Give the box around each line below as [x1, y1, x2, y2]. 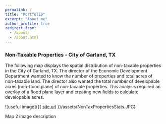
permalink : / [5, 7, 32, 12]
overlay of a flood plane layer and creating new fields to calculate [5, 89, 139, 95]
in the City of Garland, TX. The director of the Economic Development [5, 68, 148, 74]
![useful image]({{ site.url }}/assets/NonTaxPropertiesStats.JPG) [5, 104, 136, 110]
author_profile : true [5, 21, 50, 26]
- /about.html [9, 35, 39, 40]
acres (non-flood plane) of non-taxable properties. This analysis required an [5, 84, 161, 90]
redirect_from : [5, 26, 37, 31]
